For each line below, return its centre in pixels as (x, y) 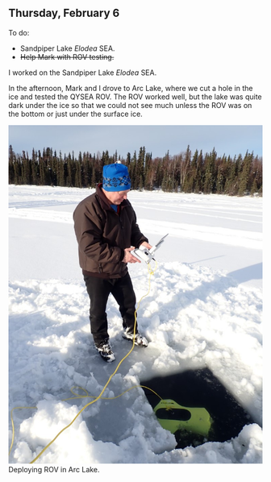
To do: (19, 32)
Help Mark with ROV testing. (67, 56)
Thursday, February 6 (64, 13)
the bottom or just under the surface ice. (75, 114)
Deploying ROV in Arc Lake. (54, 469)
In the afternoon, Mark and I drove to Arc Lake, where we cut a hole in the (131, 88)
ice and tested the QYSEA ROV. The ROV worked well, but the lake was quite (135, 97)
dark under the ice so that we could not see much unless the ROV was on (130, 105)
